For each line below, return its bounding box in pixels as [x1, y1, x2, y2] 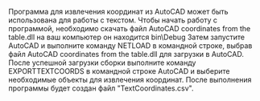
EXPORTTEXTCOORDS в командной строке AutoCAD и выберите [8, 67, 230, 75]
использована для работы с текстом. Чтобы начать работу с [8, 15, 218, 25]
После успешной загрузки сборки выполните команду [8, 58, 196, 67]
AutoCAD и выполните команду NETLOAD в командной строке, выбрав [8, 41, 253, 50]
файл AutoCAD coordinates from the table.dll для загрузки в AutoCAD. [8, 50, 244, 59]
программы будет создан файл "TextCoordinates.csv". [8, 83, 194, 93]
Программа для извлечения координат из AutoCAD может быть [8, 7, 229, 16]
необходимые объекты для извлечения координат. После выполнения [8, 75, 252, 84]
